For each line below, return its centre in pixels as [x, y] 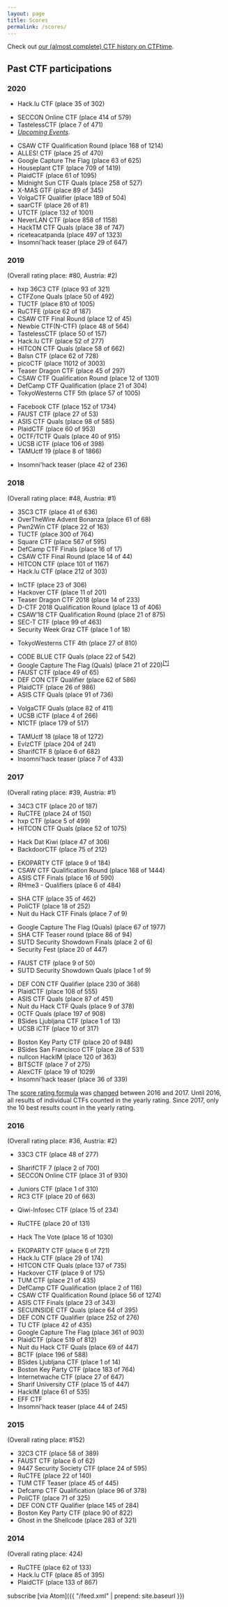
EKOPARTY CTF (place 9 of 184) [64, 863]
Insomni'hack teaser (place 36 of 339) [72, 1079]
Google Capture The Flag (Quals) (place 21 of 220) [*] [93, 664]
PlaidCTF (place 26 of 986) [56, 687]
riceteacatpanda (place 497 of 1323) [70, 235]
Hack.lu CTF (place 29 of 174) [60, 1258]
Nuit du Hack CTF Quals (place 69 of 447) [78, 1347]
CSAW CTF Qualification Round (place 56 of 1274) [89, 1295]
